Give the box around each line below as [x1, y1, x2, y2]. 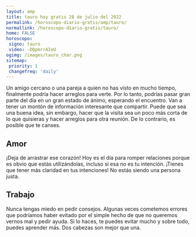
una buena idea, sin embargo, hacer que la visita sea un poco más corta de [6, 109, 188, 116]
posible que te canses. [6, 122, 61, 129]
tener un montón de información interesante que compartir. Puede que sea [6, 103, 186, 110]
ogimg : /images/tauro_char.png [6, 52, 82, 58]
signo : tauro [8, 42, 41, 47]
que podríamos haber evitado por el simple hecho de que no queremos [6, 211, 178, 218]
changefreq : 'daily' [8, 68, 59, 74]
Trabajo [6, 190, 35, 200]
